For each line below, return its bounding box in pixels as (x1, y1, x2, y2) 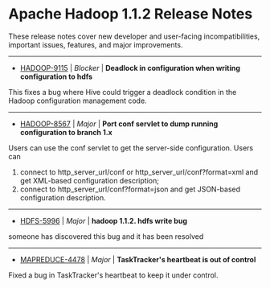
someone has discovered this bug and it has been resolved (8, 231, 204, 241)
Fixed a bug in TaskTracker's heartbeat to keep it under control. (8, 270, 219, 280)
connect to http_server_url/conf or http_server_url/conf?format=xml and (19, 167, 259, 177)
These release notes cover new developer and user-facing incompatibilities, (8, 31, 260, 41)
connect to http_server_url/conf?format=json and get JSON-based (19, 184, 241, 194)
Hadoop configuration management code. (8, 96, 147, 105)
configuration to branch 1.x (19, 127, 112, 137)
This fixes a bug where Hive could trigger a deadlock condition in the (8, 87, 237, 97)
